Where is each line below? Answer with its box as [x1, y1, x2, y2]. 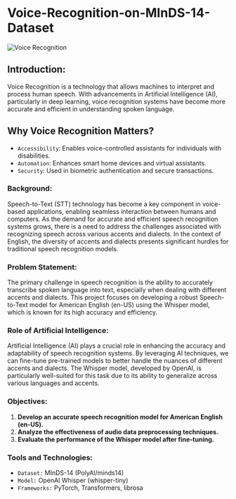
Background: [7, 184, 53, 194]
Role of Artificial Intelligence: [7, 326, 109, 336]
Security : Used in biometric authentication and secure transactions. [17, 166, 214, 175]
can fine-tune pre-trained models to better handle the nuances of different [7, 357, 223, 365]
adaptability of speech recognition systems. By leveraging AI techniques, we [7, 349, 229, 358]
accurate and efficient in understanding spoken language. [7, 104, 175, 113]
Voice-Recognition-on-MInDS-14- [7, 5, 211, 21]
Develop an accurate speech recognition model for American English [17, 412, 223, 421]
